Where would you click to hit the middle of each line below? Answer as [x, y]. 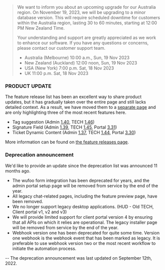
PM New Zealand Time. [41, 28]
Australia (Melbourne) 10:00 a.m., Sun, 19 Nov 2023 [77, 58]
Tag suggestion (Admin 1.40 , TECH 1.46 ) [53, 122]
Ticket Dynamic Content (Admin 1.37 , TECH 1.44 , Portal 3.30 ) [74, 133]
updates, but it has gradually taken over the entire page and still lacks [76, 102]
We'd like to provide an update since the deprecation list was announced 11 [81, 166]
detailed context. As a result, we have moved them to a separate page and [81, 107]
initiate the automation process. [44, 248]
